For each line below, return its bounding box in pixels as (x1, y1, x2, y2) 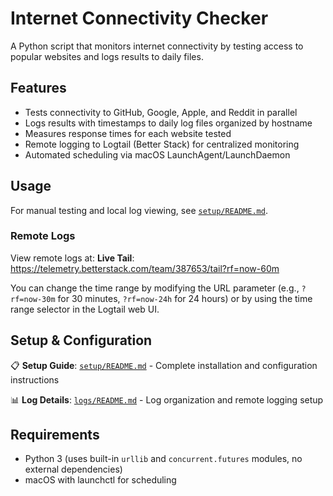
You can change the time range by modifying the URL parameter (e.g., (10, 282, 300, 294)
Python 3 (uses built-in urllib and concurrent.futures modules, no (24, 453, 303, 465)
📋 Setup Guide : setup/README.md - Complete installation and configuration (10, 359, 318, 371)
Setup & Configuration (10, 332, 153, 349)
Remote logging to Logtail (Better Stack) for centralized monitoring (24, 138, 300, 150)
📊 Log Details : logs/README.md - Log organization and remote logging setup (10, 393, 324, 406)
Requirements (10, 427, 100, 444)
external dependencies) (24, 463, 123, 476)
